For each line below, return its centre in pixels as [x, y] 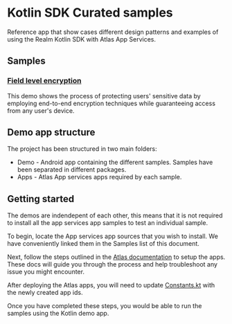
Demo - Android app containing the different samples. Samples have [115, 162]
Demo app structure [51, 133]
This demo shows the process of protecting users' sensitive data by [104, 96]
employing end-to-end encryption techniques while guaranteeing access [111, 103]
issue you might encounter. [46, 272]
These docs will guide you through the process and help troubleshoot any [113, 264]
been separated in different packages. [72, 170]
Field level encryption [44, 81]
